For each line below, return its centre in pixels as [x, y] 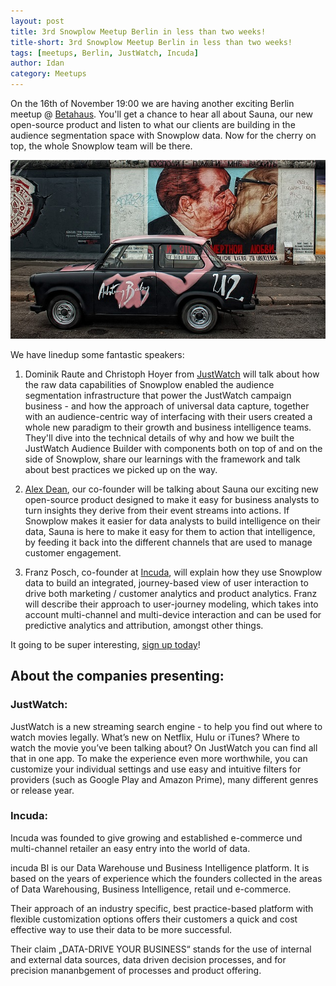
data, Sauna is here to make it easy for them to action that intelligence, [170, 531]
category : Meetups [48, 74]
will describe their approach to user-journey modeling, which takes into [171, 604]
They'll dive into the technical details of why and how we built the [159, 437]
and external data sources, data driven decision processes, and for [148, 959]
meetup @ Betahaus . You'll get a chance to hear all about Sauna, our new [161, 114]
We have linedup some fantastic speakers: [97, 354]
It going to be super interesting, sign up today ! [105, 644]
